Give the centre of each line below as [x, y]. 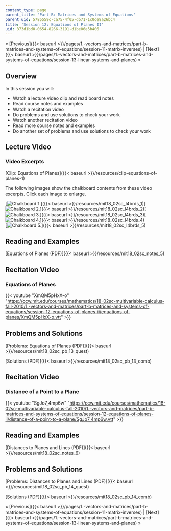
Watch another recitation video [45, 120]
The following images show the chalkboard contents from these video [79, 188]
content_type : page [26, 10]
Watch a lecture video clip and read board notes [63, 98]
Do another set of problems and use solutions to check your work [82, 131]
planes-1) [15, 178]
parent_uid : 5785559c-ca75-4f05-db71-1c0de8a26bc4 [60, 19]
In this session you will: [30, 88]
